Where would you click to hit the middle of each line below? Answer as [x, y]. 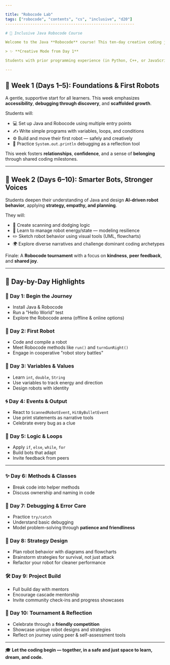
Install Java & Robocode [38, 307]
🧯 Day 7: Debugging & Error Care [46, 505]
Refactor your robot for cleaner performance [59, 563]
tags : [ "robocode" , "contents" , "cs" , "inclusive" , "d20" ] [69, 19]
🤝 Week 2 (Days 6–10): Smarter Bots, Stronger [79, 180]
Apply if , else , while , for [39, 447]
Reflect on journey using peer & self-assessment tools [69, 635]
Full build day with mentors [41, 589]
